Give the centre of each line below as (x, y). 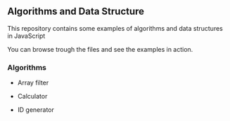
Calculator (32, 97)
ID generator (36, 110)
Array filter (33, 83)
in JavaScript (26, 36)
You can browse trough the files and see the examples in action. (100, 49)
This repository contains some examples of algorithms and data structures (115, 28)
